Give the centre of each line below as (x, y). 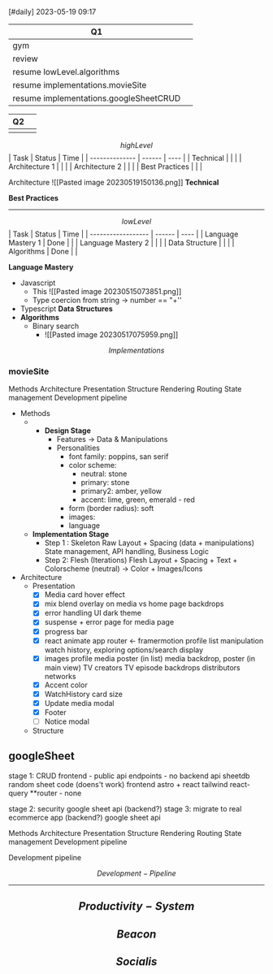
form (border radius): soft (111, 509)
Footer (55, 712)
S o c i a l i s (136, 962)
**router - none (56, 793)
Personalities (78, 448)
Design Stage (68, 431)
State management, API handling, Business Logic (127, 552)
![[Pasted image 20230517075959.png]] (111, 335)
